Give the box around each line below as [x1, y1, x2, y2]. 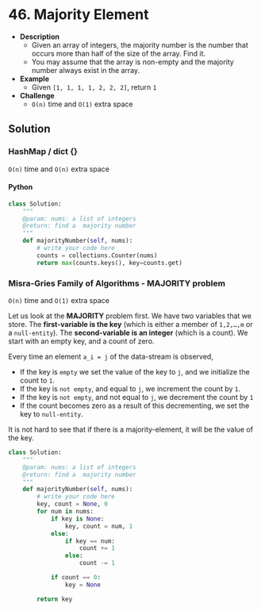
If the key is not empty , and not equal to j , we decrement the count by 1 [19, 393, 254, 402]
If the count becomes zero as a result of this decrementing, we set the [19, 401, 250, 410]
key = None [64, 581, 102, 589]
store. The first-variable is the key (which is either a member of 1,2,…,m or [8, 320, 254, 329]
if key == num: [64, 537, 115, 545]
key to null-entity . [19, 409, 83, 418]
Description [19, 32, 59, 41]
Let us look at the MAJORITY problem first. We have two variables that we [8, 311, 252, 321]
